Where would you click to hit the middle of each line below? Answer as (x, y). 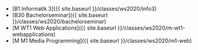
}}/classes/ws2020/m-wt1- (152, 28)
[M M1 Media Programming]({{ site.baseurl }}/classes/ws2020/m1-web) (102, 41)
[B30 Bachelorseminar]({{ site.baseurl (60, 15)
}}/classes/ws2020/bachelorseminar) (59, 21)
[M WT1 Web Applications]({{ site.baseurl (64, 28)
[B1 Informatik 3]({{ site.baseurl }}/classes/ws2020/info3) (84, 9)
